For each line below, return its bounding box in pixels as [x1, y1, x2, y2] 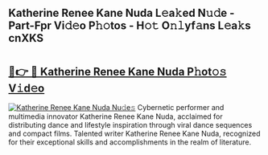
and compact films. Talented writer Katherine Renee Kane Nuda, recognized [8, 128, 261, 138]
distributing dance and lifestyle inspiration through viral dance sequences [8, 120, 253, 129]
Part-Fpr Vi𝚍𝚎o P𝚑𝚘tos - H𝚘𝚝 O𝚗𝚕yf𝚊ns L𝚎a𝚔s [8, 19, 251, 33]
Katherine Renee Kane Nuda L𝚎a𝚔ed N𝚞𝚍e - [8, 6, 235, 20]
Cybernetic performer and [137, 103, 225, 112]
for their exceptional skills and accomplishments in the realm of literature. [8, 137, 252, 147]
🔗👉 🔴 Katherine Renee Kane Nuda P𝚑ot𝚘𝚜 [8, 64, 227, 79]
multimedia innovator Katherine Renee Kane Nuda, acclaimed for [8, 112, 223, 121]
